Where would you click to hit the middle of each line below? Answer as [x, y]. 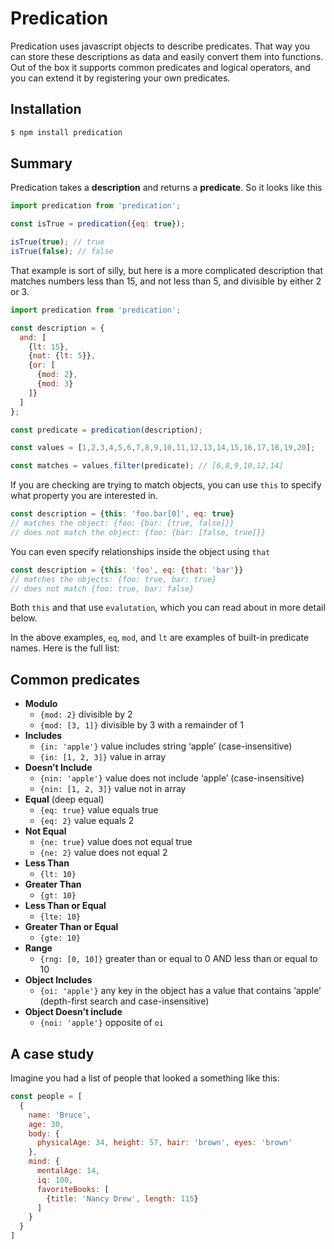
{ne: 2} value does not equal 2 [103, 853]
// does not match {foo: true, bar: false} [102, 588]
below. [24, 618]
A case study [52, 1053]
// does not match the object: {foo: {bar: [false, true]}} [138, 532]
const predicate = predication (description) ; [106, 430]
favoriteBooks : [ [73, 1189]
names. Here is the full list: [65, 648]
